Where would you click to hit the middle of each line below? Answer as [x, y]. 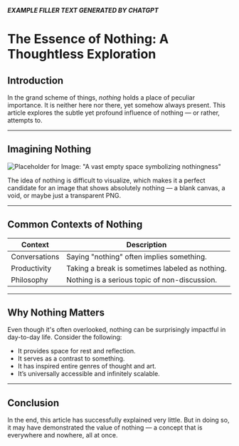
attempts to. [25, 120]
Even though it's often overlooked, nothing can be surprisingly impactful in [117, 330]
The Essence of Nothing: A [88, 39]
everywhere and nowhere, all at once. [63, 435]
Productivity [31, 268]
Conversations [35, 256]
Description [147, 244]
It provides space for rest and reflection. [77, 351]
